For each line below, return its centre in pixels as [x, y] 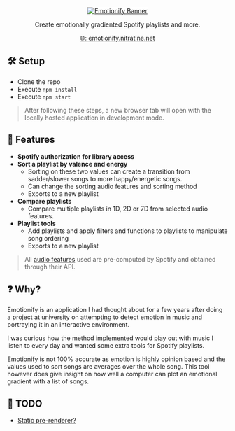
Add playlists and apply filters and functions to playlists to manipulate [128, 231]
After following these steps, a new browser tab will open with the [118, 110]
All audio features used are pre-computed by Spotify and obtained [120, 259]
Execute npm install [47, 89]
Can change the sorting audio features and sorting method [112, 186]
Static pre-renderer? [47, 421]
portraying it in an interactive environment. [69, 325]
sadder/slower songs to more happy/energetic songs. [105, 178]
